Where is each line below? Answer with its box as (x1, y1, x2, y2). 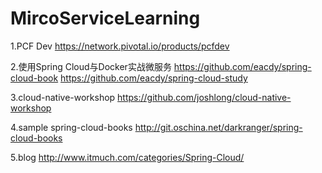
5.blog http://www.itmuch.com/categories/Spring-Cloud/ (10, 151, 245, 163)
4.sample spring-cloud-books (10, 121, 133, 133)
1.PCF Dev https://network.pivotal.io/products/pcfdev (10, 40, 230, 52)
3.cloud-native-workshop (10, 91, 116, 103)
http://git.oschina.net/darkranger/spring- (134, 121, 303, 133)
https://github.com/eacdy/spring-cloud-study (60, 72, 248, 84)
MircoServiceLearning (10, 7, 201, 30)
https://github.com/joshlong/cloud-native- (117, 91, 292, 103)
